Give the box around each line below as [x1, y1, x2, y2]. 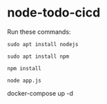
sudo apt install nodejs [7, 41, 79, 48]
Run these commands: [7, 28, 71, 36]
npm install [7, 65, 41, 72]
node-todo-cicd [7, 5, 101, 21]
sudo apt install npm [7, 53, 70, 60]
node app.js [7, 77, 41, 84]
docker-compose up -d [7, 89, 74, 97]
